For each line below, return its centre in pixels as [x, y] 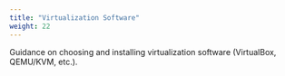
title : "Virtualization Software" [75, 18]
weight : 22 [30, 26]
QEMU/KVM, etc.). [44, 62]
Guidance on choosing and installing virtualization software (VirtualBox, [143, 52]
